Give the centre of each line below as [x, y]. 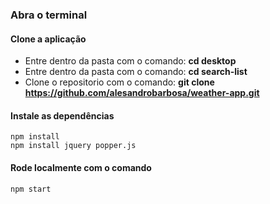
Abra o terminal [49, 15]
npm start [31, 189]
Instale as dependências [62, 115]
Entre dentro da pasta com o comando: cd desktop [130, 61]
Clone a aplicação [48, 39]
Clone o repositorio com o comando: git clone [119, 82]
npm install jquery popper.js [73, 146]
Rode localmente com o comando [81, 167]
